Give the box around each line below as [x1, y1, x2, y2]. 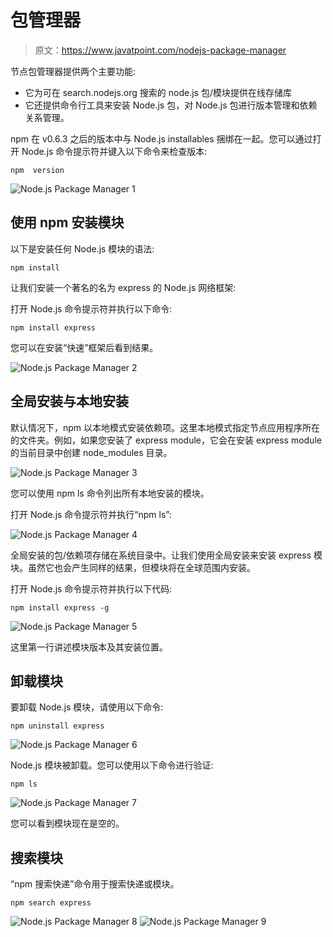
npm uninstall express [10, 721, 105, 731]
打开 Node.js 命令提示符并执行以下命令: [10, 302, 173, 315]
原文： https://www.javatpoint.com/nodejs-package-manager [34, 44, 287, 56]
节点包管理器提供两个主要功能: [10, 65, 137, 77]
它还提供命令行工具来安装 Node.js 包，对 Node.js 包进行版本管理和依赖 [24, 99, 318, 111]
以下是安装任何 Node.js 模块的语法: [10, 242, 155, 255]
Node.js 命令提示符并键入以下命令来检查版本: [21, 145, 208, 157]
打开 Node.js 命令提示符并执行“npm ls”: [10, 508, 172, 520]
